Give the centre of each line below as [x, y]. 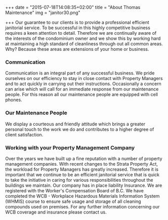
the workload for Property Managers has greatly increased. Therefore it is [82, 169]
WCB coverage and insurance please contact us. [56, 212]
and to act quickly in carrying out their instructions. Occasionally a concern [83, 84]
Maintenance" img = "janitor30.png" [43, 13]
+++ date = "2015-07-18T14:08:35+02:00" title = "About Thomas [73, 7]
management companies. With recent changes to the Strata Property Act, [81, 164]
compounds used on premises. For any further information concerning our [82, 206]
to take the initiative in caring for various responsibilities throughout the [79, 180]
